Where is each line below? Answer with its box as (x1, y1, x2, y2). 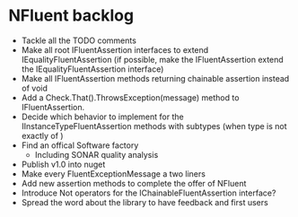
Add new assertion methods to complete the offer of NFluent (21, 178, 247, 188)
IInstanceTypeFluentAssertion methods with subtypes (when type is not (21, 120, 288, 131)
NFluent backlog (8, 5, 135, 26)
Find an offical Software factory (21, 140, 139, 151)
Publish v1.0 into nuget (21, 159, 106, 169)
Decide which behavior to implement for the (21, 111, 185, 122)
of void (21, 82, 48, 93)
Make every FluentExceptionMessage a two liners (21, 168, 206, 179)
